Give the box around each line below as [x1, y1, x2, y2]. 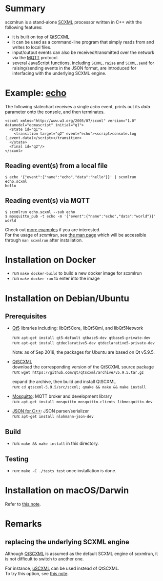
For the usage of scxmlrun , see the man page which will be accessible [5, 232, 146, 238]
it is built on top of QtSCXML [12, 34, 70, 40]
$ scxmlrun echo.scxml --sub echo [5, 209, 76, 215]
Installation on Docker [5, 254, 96, 265]
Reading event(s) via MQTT [5, 196, 90, 205]
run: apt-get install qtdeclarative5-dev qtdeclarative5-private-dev [12, 340, 155, 346]
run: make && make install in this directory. [12, 440, 99, 446]
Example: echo [5, 88, 67, 98]
